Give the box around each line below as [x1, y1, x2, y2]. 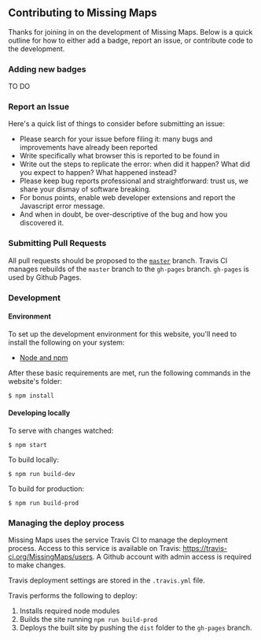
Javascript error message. [19, 201, 105, 211]
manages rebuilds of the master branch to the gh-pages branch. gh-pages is [8, 264, 249, 273]
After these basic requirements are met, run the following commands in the [8, 368, 252, 378]
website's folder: [8, 376, 63, 385]
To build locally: [8, 455, 59, 464]
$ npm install [8, 392, 55, 400]
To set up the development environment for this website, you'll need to [8, 329, 237, 338]
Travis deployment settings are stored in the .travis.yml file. [8, 575, 206, 586]
